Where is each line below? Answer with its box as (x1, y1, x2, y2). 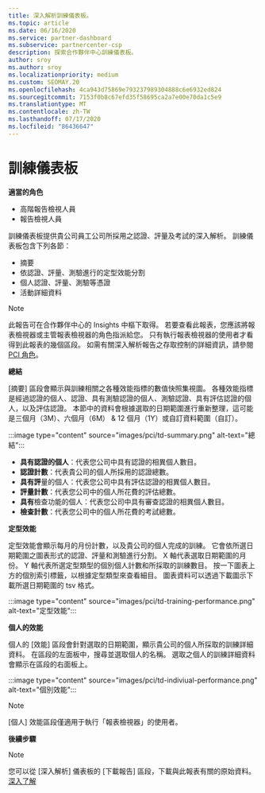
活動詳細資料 (19, 287, 62, 297)
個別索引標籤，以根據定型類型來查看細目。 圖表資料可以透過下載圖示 (21, 570, 247, 580)
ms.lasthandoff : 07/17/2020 (8, 115, 102, 123)
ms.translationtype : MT (8, 100, 87, 108)
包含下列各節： (21, 240, 71, 251)
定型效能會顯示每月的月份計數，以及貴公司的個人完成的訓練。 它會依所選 (8, 540, 247, 550)
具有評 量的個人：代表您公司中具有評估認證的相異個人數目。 (19, 476, 215, 486)
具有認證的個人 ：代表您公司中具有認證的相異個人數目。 (19, 457, 201, 466)
